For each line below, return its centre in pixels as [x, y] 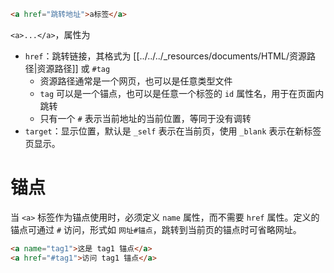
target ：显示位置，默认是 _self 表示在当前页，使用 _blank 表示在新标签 [173, 131]
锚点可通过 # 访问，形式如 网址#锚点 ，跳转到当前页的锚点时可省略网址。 [156, 229]
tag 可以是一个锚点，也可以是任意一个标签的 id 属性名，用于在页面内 [182, 93]
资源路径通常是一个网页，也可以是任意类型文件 [136, 81]
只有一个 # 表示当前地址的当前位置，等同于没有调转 [145, 118]
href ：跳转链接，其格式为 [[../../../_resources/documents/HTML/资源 [165, 56]
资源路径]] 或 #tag [73, 68]
